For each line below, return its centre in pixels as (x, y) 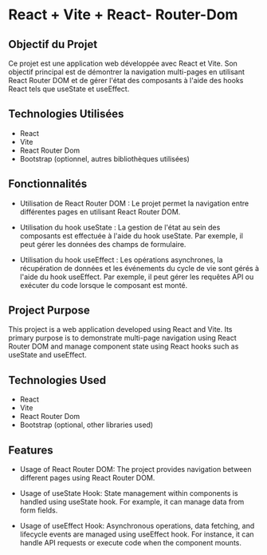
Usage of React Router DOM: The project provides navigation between (135, 469)
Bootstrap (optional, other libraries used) (86, 425)
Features (31, 450)
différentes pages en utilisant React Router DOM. (100, 212)
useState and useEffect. (47, 355)
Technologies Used (57, 380)
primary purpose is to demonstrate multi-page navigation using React (122, 338)
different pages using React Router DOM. (87, 478)
